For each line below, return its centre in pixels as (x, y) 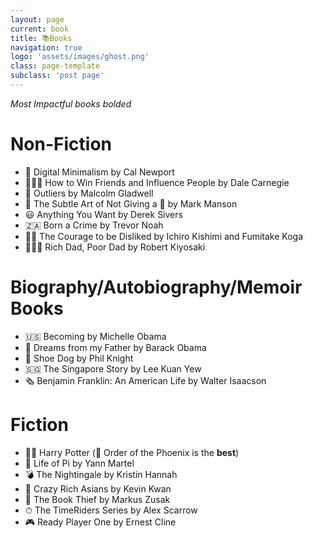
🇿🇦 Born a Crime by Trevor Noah (94, 225)
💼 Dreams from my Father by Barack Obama (115, 347)
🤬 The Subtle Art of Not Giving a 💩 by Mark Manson (131, 203)
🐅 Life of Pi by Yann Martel (79, 463)
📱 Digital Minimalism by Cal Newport (99, 172)
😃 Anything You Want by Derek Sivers (103, 214)
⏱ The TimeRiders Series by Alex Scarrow (111, 510)
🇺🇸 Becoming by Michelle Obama (95, 336)
